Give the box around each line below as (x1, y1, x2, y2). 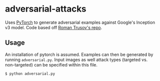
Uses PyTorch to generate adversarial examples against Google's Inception (5, 19, 155, 25)
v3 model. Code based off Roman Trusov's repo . (5, 24, 102, 30)
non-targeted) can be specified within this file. (5, 62, 98, 67)
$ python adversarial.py (5, 71, 55, 76)
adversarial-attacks (5, 3, 86, 15)
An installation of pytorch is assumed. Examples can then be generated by (5, 51, 154, 57)
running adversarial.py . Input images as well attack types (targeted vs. (5, 57, 148, 63)
